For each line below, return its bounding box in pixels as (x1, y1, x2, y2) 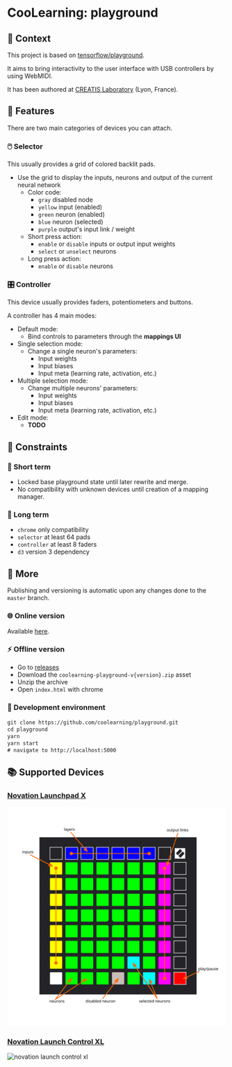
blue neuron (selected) (38, 217, 103, 226)
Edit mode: (17, 413, 49, 422)
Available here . (7, 627, 50, 635)
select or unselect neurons (38, 247, 117, 256)
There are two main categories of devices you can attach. (7, 124, 172, 132)
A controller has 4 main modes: (7, 311, 97, 320)
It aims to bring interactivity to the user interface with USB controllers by (7, 65, 214, 72)
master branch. (7, 594, 50, 602)
